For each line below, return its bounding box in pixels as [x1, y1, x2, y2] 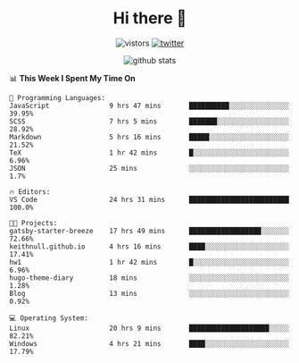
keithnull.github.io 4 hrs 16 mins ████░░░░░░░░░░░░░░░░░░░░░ [9, 241, 290, 251]
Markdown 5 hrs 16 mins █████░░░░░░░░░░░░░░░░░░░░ [9, 132, 290, 141]
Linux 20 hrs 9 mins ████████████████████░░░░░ [9, 324, 290, 333]
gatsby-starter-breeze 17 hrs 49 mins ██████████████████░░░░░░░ [9, 226, 290, 235]
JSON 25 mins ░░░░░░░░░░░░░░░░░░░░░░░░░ [9, 164, 290, 173]
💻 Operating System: [9, 313, 89, 323]
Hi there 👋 [112, 8, 187, 29]
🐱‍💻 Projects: [9, 218, 58, 227]
